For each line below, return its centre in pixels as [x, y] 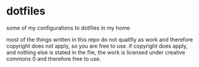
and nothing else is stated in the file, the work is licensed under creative [96, 52]
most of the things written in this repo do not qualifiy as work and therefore [100, 39]
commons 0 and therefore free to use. [54, 59]
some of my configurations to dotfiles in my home [68, 28]
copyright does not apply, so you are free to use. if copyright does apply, [97, 46]
